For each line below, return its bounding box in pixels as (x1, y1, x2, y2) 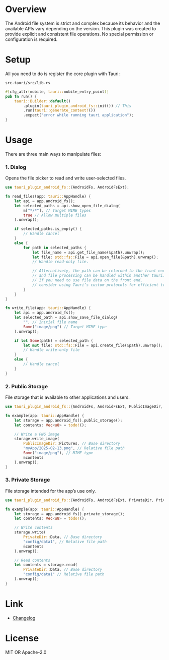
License (5, 632, 39, 644)
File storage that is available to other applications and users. (5, 394, 130, 400)
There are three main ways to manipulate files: (5, 151, 102, 157)
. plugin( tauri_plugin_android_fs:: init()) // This (23, 103, 132, 108)
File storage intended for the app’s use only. (5, 488, 97, 494)
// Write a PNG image (14, 432, 59, 437)
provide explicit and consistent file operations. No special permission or (5, 31, 154, 37)
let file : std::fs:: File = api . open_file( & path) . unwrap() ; (32, 255, 158, 260)
